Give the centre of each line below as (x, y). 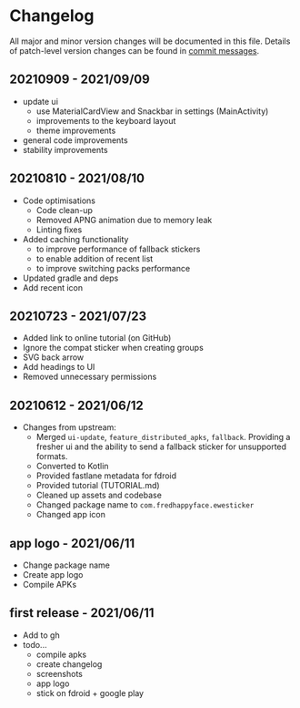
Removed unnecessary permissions (90, 377)
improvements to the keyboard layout (106, 120)
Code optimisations (59, 200)
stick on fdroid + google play (90, 693)
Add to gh (41, 635)
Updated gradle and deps (70, 278)
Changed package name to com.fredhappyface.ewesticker (145, 505)
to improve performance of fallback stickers (118, 249)
